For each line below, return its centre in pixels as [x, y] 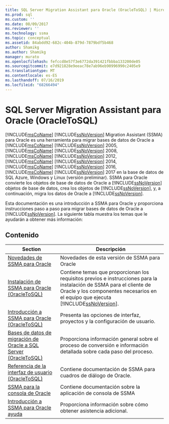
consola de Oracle [29, 393]
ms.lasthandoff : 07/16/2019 [35, 80]
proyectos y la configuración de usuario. [108, 322]
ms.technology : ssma [27, 33]
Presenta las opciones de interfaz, [100, 315]
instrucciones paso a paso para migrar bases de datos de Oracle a [74, 208]
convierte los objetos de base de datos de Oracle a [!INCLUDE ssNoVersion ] [83, 183]
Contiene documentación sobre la [100, 387]
